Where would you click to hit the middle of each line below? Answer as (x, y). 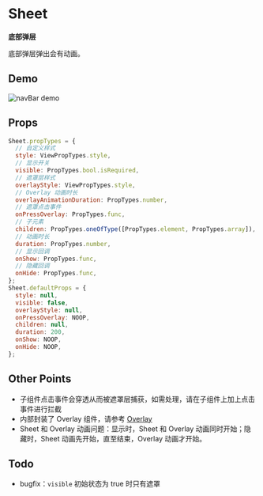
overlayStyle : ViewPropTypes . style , (75, 185)
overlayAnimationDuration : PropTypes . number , (92, 200)
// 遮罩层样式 (36, 178)
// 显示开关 (32, 163)
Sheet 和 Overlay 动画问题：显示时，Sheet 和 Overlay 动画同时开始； (132, 429)
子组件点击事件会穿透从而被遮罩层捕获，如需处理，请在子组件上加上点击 (137, 399)
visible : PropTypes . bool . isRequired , (77, 171)
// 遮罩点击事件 (38, 207)
